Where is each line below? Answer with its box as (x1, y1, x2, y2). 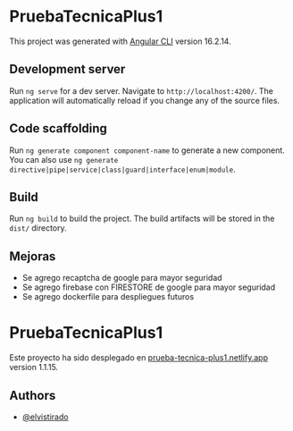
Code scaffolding (9, 121, 107, 136)
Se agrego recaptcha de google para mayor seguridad (21, 273, 222, 283)
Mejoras (9, 249, 56, 264)
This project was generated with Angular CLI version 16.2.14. (9, 36, 231, 46)
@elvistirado (21, 411, 69, 422)
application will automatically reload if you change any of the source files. (9, 95, 280, 106)
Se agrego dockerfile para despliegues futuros (21, 292, 195, 302)
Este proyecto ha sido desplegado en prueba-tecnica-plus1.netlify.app (9, 352, 268, 363)
